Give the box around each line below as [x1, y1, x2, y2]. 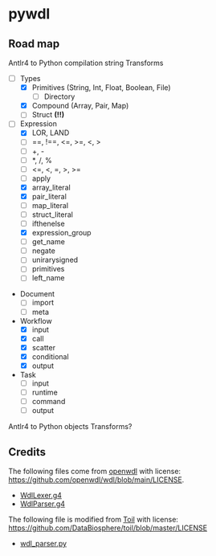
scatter [31, 342, 56, 352]
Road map [8, 37, 60, 51]
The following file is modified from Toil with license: [8, 514, 179, 524]
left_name [31, 273, 65, 283]
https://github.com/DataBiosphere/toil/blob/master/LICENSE [8, 523, 207, 533]
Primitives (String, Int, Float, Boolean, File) [31, 83, 171, 92]
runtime [31, 387, 58, 397]
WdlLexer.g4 [19, 490, 63, 500]
